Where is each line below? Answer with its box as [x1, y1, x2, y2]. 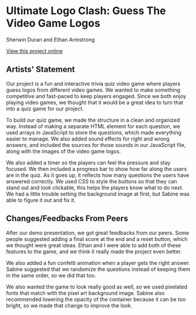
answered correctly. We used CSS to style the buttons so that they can [6, 177, 177, 185]
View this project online [6, 47, 63, 54]
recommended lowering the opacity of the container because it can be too [6, 296, 186, 303]
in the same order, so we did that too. [6, 272, 96, 279]
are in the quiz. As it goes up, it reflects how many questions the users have [6, 172, 190, 179]
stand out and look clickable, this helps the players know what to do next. [6, 184, 184, 191]
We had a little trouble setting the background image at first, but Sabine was [6, 190, 190, 197]
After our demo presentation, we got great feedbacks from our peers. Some [6, 229, 190, 236]
